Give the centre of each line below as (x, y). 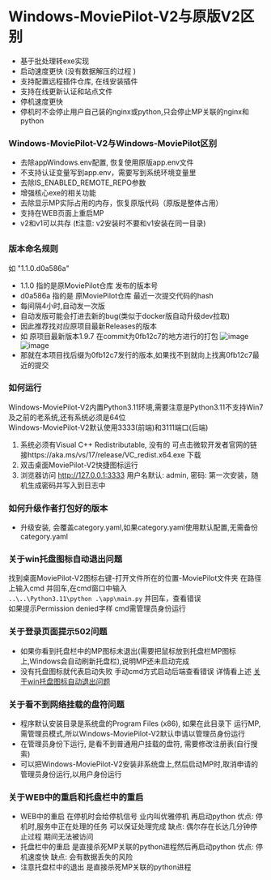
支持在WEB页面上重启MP (62, 213)
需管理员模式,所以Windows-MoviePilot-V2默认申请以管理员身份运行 (132, 734)
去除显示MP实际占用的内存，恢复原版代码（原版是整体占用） (121, 203)
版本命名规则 (34, 249)
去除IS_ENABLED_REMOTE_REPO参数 (83, 182)
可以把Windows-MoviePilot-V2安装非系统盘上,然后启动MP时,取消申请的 (139, 764)
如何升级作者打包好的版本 (58, 508)
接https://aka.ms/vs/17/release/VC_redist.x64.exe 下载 (110, 454)
